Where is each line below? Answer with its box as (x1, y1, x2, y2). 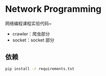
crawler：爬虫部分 (12, 31, 50, 37)
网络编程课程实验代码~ (5, 20, 52, 26)
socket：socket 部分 (12, 37, 55, 43)
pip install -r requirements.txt (5, 66, 75, 71)
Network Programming (5, 3, 102, 15)
